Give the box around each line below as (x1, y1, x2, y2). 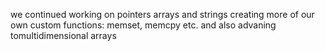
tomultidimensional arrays (10, 30, 117, 41)
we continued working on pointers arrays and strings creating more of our (10, 9, 315, 20)
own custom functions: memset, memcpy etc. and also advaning (10, 19, 277, 31)
